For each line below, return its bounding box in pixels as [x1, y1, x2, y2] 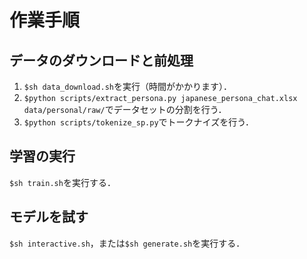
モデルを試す [9, 209, 89, 226]
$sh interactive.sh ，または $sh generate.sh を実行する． [9, 237, 246, 249]
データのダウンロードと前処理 [9, 52, 194, 69]
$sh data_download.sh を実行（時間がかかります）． [23, 81, 232, 92]
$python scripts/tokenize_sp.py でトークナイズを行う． [23, 116, 255, 128]
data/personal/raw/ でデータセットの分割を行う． [23, 104, 227, 115]
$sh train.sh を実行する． [9, 176, 116, 188]
